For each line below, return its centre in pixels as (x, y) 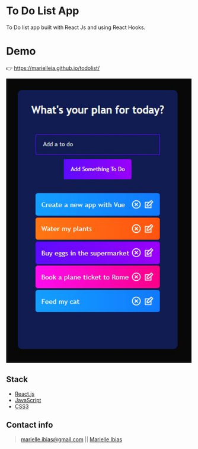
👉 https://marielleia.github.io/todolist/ (53, 68)
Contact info (30, 425)
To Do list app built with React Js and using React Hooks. (76, 27)
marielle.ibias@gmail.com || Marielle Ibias (71, 439)
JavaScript (28, 400)
